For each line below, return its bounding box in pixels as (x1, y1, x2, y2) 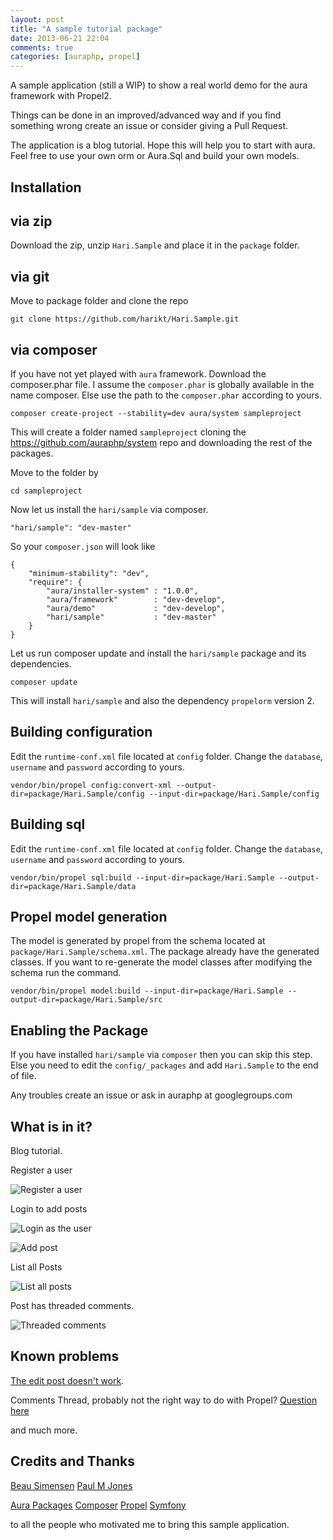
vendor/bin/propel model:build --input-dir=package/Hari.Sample (10, 986, 284, 996)
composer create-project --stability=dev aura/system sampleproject (10, 408, 302, 418)
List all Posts (10, 1261, 63, 1273)
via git (10, 268, 50, 285)
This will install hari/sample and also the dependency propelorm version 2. (10, 694, 315, 706)
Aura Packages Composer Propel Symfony (10, 1499, 187, 1511)
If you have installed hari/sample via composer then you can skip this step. (10, 1049, 313, 1061)
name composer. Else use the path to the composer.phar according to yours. (10, 389, 322, 401)
